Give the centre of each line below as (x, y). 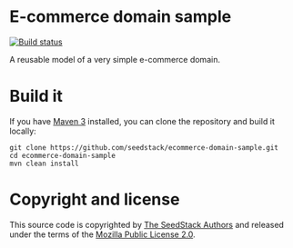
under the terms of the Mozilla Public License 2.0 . (102, 234)
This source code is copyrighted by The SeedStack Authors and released (147, 224)
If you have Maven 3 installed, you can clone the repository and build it (142, 121)
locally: (23, 131)
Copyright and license (95, 199)
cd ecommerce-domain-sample (63, 155)
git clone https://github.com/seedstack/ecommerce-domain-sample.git (144, 147)
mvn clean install (44, 164)
